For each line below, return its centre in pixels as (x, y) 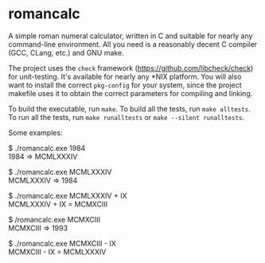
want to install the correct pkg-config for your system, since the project (125, 85)
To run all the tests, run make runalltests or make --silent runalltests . (127, 117)
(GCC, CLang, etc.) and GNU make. (66, 52)
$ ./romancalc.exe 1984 (47, 148)
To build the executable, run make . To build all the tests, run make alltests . (129, 109)
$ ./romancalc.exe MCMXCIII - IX (62, 243)
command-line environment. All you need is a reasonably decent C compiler (133, 44)
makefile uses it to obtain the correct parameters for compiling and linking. (131, 93)
